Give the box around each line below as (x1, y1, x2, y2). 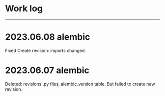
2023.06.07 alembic (5, 65, 89, 76)
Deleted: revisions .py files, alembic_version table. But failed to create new (5, 81, 155, 87)
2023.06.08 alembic (5, 31, 90, 43)
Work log (5, 3, 43, 14)
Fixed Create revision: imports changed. (5, 48, 86, 53)
